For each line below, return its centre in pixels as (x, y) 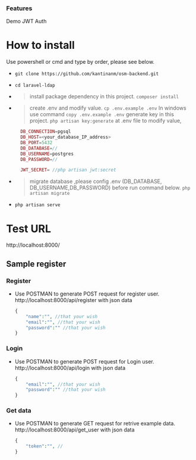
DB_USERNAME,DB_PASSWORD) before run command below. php (110, 188)
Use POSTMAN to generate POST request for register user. (87, 294)
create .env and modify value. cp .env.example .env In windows (108, 108)
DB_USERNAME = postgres (47, 154)
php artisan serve (37, 205)
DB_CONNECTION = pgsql (46, 132)
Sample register (36, 264)
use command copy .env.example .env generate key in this (102, 114)
